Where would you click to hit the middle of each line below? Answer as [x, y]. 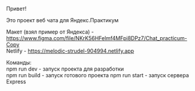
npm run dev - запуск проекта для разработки [65, 69]
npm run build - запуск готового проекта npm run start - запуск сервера [98, 75]
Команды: [19, 63]
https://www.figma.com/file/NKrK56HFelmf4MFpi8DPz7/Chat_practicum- [97, 38]
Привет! [16, 9]
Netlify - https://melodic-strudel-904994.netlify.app [70, 51]
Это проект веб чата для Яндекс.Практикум [63, 20]
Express [16, 81]
